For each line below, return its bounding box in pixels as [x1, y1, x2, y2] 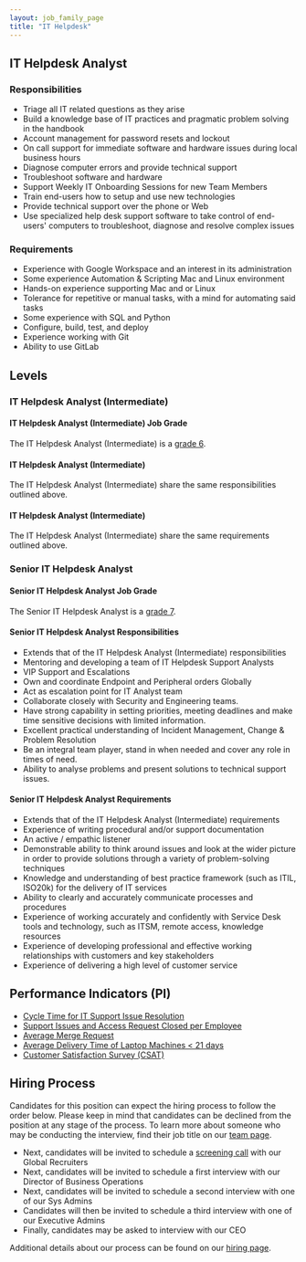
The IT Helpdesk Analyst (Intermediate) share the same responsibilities [9, 479, 277, 490]
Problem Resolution [22, 734, 97, 745]
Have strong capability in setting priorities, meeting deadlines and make [22, 705, 293, 716]
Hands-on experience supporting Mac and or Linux [22, 283, 216, 294]
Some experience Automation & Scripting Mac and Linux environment [22, 273, 285, 284]
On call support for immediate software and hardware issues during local [22, 142, 298, 153]
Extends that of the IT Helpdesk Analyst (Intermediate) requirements [22, 814, 280, 825]
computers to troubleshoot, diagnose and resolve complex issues [48, 220, 295, 231]
